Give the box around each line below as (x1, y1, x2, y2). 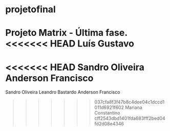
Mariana (125, 104, 142, 111)
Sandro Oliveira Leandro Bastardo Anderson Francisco (5, 89, 120, 95)
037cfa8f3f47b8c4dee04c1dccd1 (94, 99, 165, 105)
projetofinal (5, 4, 56, 15)
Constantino (94, 110, 120, 116)
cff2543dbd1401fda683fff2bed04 (94, 115, 165, 121)
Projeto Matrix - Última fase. (5, 27, 128, 39)
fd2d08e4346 (94, 121, 124, 127)
